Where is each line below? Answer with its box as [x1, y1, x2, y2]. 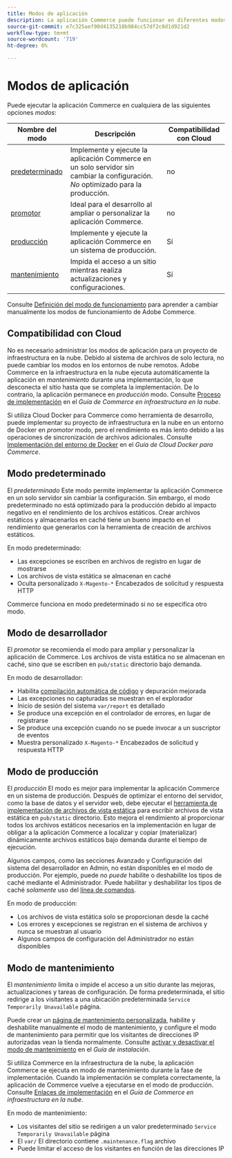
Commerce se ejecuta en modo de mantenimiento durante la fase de [7, 1066, 202, 1074]
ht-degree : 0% [7, 42, 48, 49]
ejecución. [7, 843, 37, 852]
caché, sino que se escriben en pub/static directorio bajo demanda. [7, 660, 202, 668]
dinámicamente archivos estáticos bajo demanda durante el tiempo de [7, 836, 207, 844]
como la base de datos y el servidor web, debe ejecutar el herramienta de [7, 799, 217, 807]
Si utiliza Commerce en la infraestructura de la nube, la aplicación [7, 1059, 195, 1067]
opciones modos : [7, 108, 57, 116]
